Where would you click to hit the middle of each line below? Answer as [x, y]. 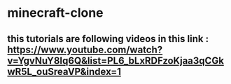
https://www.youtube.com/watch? [85, 49]
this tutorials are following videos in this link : [108, 39]
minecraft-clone [55, 13]
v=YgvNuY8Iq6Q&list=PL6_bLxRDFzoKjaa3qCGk [115, 61]
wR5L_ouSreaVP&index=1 [64, 71]
